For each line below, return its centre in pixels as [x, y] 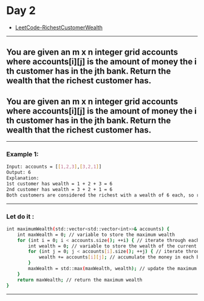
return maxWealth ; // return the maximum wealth [80, 280]
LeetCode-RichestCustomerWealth [59, 27]
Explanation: [23, 178]
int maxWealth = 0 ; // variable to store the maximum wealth [96, 235]
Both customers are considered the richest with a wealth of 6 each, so [100, 195]
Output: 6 [19, 173]
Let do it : [20, 216]
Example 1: [22, 154]
